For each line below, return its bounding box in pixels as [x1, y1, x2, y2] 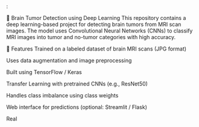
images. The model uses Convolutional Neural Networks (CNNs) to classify [6, 27, 193, 34]
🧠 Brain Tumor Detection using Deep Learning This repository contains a [6, 14, 186, 21]
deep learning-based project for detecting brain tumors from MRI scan [6, 21, 182, 28]
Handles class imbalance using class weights [6, 92, 119, 99]
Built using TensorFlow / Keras [6, 69, 83, 75]
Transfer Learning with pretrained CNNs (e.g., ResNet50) [6, 80, 148, 87]
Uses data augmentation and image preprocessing [6, 57, 132, 64]
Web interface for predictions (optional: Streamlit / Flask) [6, 104, 148, 111]
